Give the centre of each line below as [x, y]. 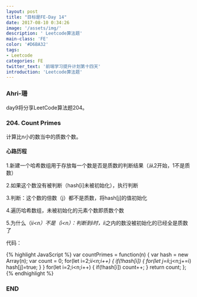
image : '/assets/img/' [34, 28]
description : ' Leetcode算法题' [44, 34]
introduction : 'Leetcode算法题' [44, 72]
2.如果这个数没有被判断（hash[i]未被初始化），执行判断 [72, 186]
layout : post [22, 11]
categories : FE [25, 61]
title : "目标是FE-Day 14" [36, 17]
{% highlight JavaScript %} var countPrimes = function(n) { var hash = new [97, 255]
